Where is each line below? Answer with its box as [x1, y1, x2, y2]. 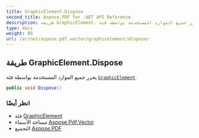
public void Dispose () [6, 85, 62, 91]
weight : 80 [6, 31, 33, 37]
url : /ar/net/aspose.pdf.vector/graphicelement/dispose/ [6, 36, 150, 42]
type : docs [6, 25, 33, 31]
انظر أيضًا [6, 98, 30, 107]
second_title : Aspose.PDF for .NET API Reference [6, 14, 131, 20]
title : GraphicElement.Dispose [6, 8, 84, 15]
